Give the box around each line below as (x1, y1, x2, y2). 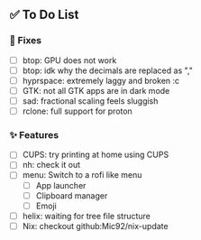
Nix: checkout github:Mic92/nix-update (22, 220, 169, 231)
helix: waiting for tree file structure (22, 210, 151, 221)
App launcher (35, 180, 87, 190)
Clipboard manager (35, 189, 108, 201)
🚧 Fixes (9, 34, 42, 47)
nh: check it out (22, 160, 81, 171)
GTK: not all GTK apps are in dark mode (22, 85, 170, 96)
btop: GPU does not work (22, 54, 117, 66)
